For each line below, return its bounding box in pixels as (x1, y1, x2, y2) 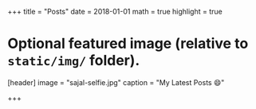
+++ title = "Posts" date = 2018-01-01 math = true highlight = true (7, 7, 223, 16)
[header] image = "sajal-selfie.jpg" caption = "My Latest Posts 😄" (7, 77, 225, 87)
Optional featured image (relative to (7, 35, 249, 53)
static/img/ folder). (7, 52, 140, 70)
